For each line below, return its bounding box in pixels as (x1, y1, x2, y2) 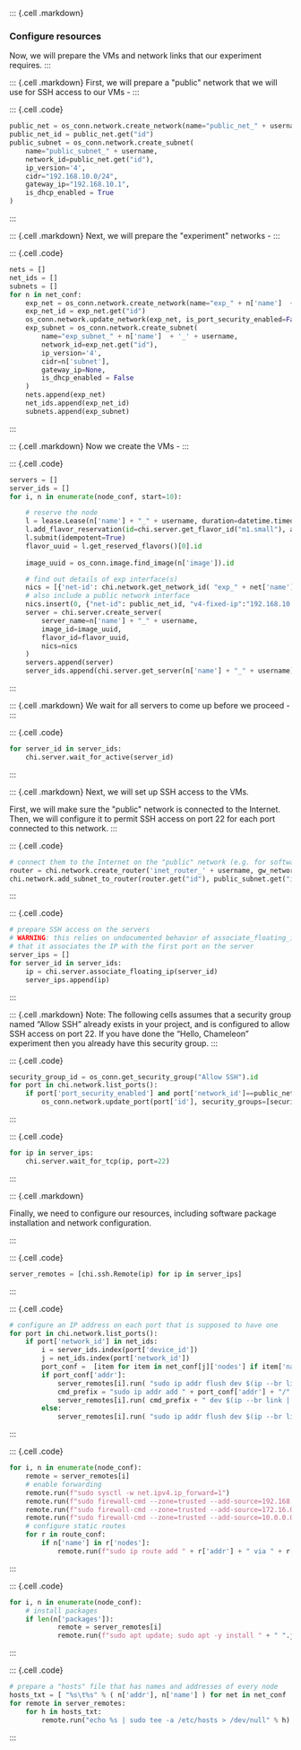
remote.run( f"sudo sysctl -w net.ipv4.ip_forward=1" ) (25, 1488, 230, 1498)
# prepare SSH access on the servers (9, 925, 150, 935)
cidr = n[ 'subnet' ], (41, 356, 110, 366)
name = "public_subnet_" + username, (25, 146, 159, 155)
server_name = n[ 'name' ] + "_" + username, (41, 616, 199, 625)
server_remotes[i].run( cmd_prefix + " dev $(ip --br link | (56, 1395, 291, 1404)
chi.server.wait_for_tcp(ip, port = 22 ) (25, 1156, 170, 1165)
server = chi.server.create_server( (25, 608, 163, 618)
